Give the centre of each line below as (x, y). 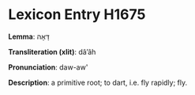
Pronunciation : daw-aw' (48, 67)
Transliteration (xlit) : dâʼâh (52, 51)
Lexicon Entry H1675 (77, 15)
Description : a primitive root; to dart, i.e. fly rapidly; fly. (98, 82)
